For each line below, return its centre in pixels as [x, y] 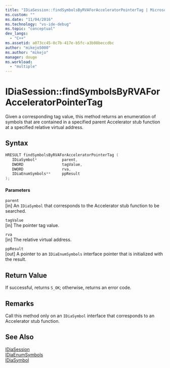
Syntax [17, 143]
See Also [19, 337]
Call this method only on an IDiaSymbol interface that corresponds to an [80, 316]
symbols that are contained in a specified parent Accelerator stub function [83, 122]
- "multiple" [24, 66]
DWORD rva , [41, 169]
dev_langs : [17, 34]
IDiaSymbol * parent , [45, 160]
